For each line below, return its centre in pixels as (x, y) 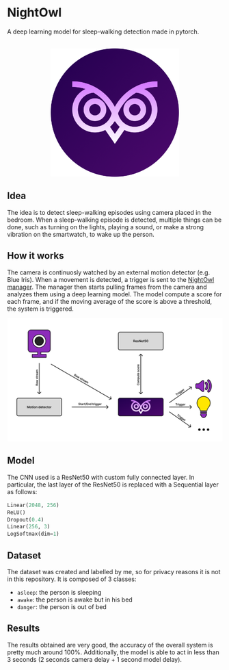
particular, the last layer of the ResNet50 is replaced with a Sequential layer (113, 485)
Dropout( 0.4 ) (26, 519)
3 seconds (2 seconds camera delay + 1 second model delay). (95, 659)
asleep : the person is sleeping (59, 592)
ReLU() (16, 512)
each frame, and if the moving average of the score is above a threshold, (110, 301)
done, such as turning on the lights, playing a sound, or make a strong (105, 227)
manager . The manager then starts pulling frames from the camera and (107, 287)
